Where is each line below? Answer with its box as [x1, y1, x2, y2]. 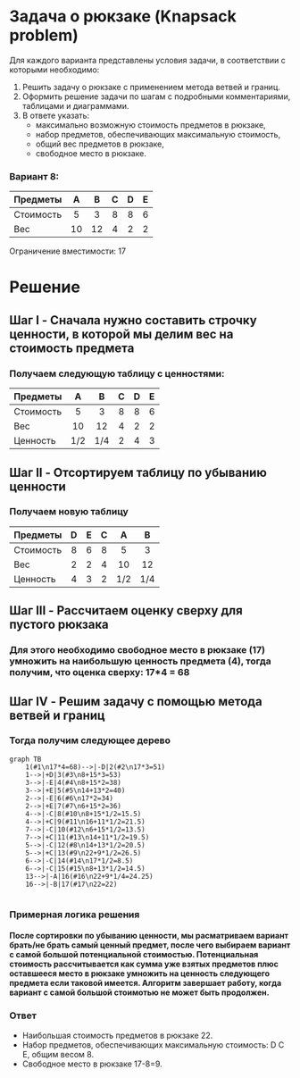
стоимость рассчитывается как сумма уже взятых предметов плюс [9, 958, 279, 970]
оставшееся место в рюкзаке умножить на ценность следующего [9, 968, 271, 979]
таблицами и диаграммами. [21, 100, 129, 111]
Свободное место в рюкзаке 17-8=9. [21, 1058, 162, 1069]
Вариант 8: [9, 170, 60, 182]
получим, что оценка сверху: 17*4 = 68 [9, 666, 190, 679]
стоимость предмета [9, 340, 135, 355]
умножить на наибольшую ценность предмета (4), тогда [9, 655, 272, 667]
